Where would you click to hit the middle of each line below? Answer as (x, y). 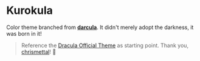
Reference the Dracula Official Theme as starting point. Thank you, (105, 45)
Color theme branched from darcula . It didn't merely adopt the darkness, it (100, 27)
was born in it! (24, 33)
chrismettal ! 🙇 (39, 51)
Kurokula (30, 11)
